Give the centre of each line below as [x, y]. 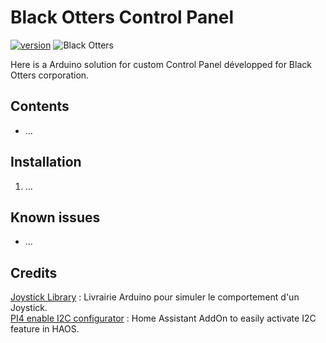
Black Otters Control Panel [122, 17]
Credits [34, 272]
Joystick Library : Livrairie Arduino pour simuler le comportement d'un [155, 297]
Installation [46, 162]
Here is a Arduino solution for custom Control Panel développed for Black [161, 64]
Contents [40, 106]
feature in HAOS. [45, 329]
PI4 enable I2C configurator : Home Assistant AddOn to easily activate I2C [163, 318]
